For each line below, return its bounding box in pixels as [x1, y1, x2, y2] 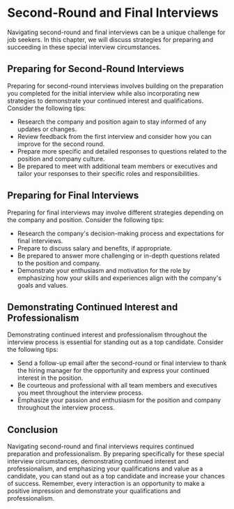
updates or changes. [17, 124, 77, 133]
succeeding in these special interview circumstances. [7, 43, 162, 51]
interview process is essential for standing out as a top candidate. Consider [7, 338, 224, 346]
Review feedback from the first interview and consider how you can [17, 132, 212, 140]
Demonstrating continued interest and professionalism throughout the [7, 330, 208, 339]
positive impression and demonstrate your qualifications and [7, 487, 181, 495]
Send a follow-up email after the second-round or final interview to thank [17, 359, 227, 367]
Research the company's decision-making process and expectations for [17, 229, 224, 237]
